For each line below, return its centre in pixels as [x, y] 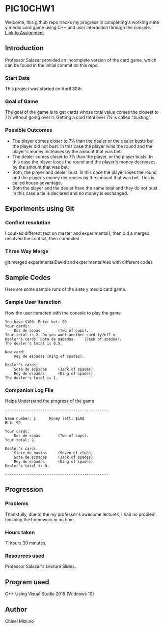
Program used [27, 582]
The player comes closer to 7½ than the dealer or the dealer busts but [83, 141]
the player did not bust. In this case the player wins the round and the [82, 146]
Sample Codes [28, 278]
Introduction [25, 48]
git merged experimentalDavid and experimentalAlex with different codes [79, 262]
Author [16, 609]
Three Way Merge [27, 251]
